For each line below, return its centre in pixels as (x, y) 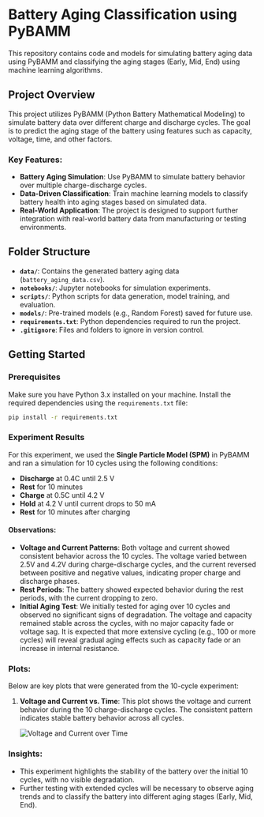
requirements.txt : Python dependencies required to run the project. (130, 321)
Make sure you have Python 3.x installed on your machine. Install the (119, 394)
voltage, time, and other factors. (60, 139)
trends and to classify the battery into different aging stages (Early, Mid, (136, 796)
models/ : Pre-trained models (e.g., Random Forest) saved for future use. (136, 313)
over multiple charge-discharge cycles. (83, 185)
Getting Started (47, 354)
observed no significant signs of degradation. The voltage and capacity (136, 615)
